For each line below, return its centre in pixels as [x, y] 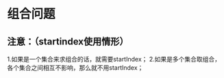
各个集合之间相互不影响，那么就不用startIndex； [75, 68]
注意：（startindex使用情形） [68, 41]
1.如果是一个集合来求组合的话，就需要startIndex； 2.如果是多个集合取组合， [114, 59]
